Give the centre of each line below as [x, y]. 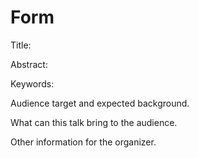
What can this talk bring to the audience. [94, 122]
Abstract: [29, 64]
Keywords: [32, 83]
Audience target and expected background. [100, 103]
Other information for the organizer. [83, 142]
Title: [21, 45]
